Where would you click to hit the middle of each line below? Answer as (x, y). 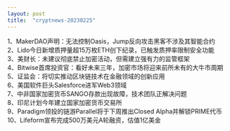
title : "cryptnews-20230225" (52, 20)
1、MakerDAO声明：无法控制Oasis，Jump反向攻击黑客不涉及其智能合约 (111, 41)
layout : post (26, 14)
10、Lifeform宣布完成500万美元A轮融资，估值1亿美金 (84, 120)
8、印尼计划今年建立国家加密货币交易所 (65, 102)
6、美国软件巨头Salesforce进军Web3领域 (67, 85)
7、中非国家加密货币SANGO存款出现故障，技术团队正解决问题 (97, 94)
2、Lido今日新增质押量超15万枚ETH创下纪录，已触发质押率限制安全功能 (111, 50)
